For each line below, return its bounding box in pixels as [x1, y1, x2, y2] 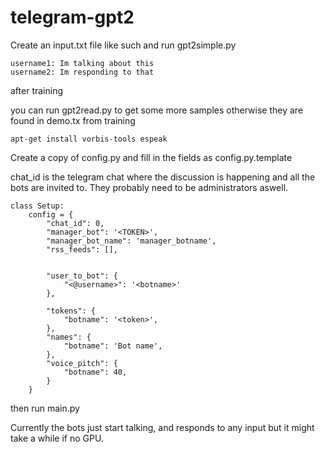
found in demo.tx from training [10, 114, 136, 126]
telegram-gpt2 [10, 6, 135, 29]
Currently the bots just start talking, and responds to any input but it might [10, 421, 315, 433]
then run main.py [10, 402, 80, 414]
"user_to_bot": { [46, 271, 118, 281]
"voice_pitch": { [46, 358, 118, 368]
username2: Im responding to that [10, 67, 155, 77]
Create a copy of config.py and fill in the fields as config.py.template [10, 151, 293, 163]
